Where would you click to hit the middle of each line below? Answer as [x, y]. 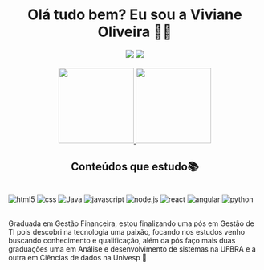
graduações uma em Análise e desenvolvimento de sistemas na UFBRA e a [132, 249]
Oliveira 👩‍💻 [135, 32]
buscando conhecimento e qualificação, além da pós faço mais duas [122, 241]
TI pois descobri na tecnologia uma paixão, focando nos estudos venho [127, 232]
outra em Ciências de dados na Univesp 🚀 [77, 258]
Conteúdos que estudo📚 [135, 167]
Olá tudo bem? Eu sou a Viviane [135, 15]
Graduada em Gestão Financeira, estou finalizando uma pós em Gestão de [132, 223]
